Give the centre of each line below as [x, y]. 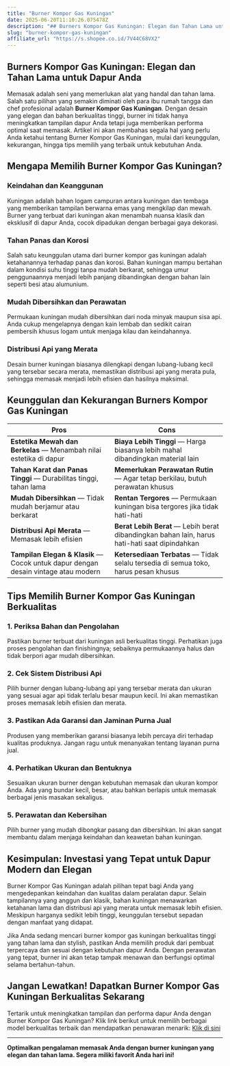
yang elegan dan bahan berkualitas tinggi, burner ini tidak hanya [98, 115]
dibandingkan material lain [156, 459]
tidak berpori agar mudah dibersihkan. [61, 656]
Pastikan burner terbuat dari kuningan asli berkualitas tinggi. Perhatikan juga [115, 642]
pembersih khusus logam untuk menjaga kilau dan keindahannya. [99, 331]
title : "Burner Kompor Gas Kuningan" [61, 13]
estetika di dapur [38, 459]
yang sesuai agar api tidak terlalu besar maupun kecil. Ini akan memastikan [113, 696]
